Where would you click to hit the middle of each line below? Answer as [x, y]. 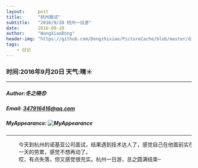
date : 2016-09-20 [35, 28]
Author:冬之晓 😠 [26, 93]
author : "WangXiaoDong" [41, 34]
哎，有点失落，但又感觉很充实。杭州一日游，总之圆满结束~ [90, 159]
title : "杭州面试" [33, 17]
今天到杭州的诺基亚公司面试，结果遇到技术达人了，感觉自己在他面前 [101, 144]
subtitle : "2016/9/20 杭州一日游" [49, 22]
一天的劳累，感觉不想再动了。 [55, 152]
